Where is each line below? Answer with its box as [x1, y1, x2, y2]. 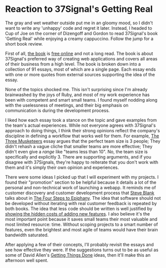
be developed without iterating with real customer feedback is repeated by [5, 200, 157, 206]
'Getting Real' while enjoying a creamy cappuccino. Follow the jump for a [5, 36, 154, 42]
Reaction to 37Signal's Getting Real [5, 3, 153, 15]
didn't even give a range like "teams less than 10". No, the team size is [5, 149, 148, 155]
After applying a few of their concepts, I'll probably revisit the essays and [5, 241, 154, 247]
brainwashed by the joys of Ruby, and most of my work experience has [5, 92, 150, 98]
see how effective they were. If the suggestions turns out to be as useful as [5, 247, 159, 253]
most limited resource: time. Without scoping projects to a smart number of [5, 221, 158, 227]
